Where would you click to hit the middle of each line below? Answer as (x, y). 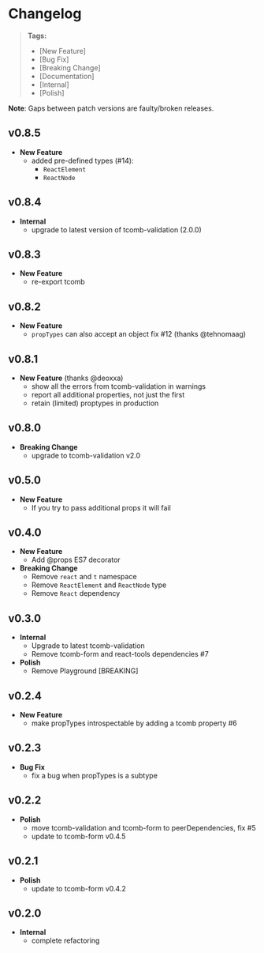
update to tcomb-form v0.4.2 (78, 888)
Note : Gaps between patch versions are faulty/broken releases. (111, 108)
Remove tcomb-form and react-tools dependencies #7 (120, 654)
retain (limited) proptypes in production (95, 403)
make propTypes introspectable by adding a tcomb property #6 (134, 723)
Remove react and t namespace (84, 577)
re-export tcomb (58, 282)
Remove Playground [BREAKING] (85, 671)
